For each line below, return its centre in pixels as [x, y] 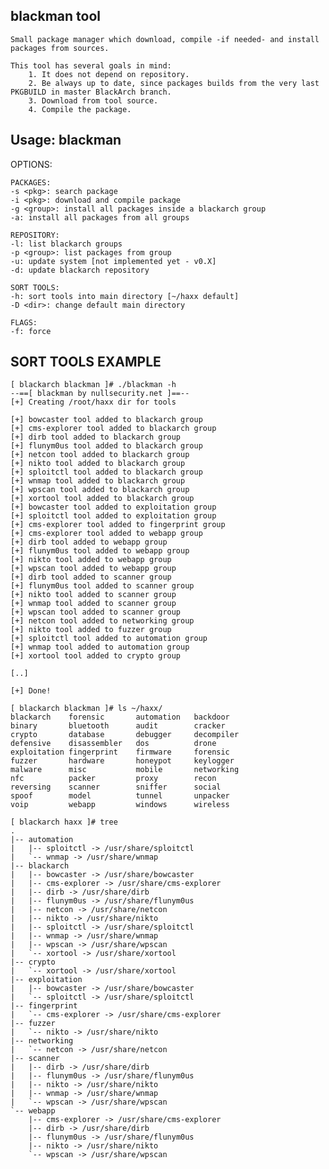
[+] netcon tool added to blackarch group [100, 455]
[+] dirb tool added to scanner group [91, 577]
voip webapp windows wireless [120, 805]
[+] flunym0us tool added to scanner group [102, 586]
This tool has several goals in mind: [91, 65]
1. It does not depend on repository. [109, 74]
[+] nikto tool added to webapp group [91, 560]
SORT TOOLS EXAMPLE [86, 362]
